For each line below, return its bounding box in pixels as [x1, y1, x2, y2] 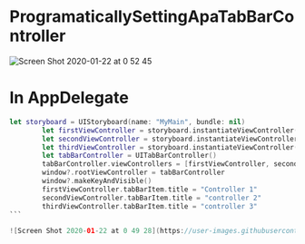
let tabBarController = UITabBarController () [42, 151, 218, 161]
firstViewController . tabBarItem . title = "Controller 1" [42, 184, 258, 194]
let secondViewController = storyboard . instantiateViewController [42, 134, 299, 143]
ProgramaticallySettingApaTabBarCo [9, 6, 295, 27]
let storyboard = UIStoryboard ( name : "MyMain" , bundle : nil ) [9, 117, 246, 126]
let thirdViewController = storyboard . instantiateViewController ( [42, 142, 299, 151]
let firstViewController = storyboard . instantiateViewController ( [42, 125, 299, 135]
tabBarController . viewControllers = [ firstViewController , [42, 160, 271, 169]
